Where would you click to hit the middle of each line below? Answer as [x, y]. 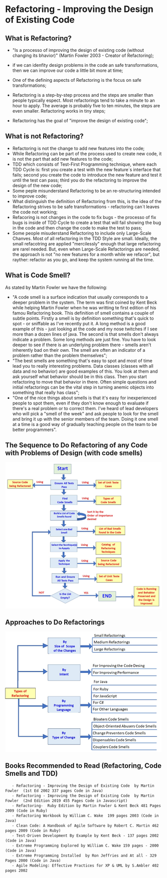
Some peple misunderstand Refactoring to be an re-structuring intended [86, 191]
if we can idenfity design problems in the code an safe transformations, [85, 65]
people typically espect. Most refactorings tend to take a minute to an [83, 100]
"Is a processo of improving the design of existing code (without [78, 50]
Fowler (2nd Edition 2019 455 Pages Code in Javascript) [66, 801]
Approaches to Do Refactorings [55, 622]
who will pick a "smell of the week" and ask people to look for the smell [85, 414]
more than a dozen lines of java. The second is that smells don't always [85, 334]
